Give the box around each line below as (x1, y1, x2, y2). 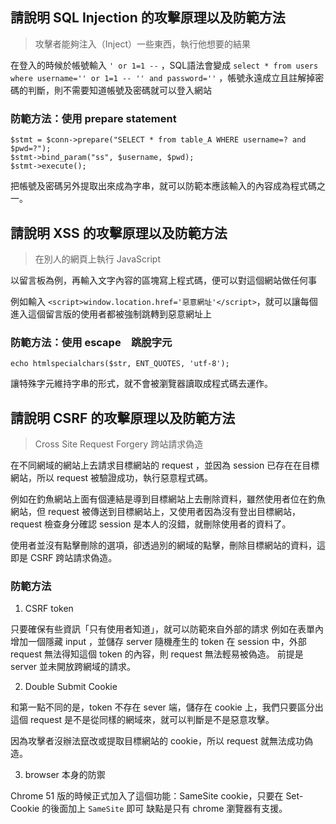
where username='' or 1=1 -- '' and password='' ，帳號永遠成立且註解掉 (10, 71, 316, 83)
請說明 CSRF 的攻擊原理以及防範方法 (10, 409, 236, 427)
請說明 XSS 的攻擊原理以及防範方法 (10, 224, 228, 242)
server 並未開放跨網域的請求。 (10, 661, 137, 673)
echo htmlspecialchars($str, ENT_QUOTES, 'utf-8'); (10, 359, 230, 369)
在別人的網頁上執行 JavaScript (34, 253, 161, 265)
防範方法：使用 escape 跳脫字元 (10, 335, 173, 349)
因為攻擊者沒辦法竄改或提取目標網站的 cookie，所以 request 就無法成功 (10, 735, 305, 747)
